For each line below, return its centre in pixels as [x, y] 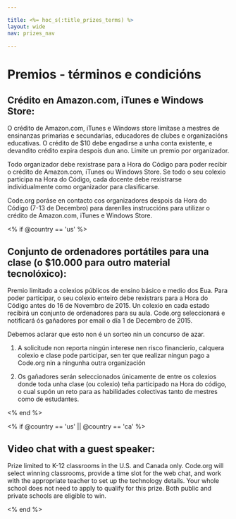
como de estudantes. [48, 399]
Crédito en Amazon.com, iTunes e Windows [106, 100]
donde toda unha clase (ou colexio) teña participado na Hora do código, [122, 384]
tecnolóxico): [37, 274]
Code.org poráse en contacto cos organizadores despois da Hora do [107, 201]
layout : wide [26, 26]
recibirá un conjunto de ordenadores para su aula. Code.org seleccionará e [116, 313]
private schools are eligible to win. [57, 496]
